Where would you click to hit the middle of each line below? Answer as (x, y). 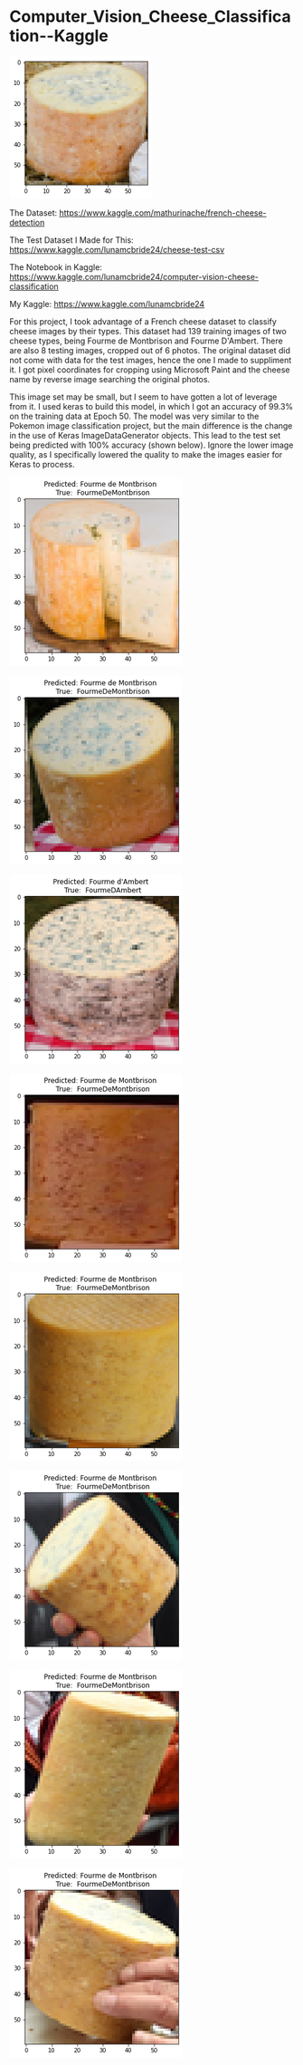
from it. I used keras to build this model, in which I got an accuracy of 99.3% (151, 406)
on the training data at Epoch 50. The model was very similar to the (134, 416)
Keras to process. (42, 464)
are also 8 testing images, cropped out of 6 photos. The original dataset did (150, 350)
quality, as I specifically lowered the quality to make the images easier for (146, 454)
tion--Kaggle (59, 36)
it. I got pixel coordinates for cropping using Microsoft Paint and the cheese (150, 370)
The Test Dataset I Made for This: (71, 240)
